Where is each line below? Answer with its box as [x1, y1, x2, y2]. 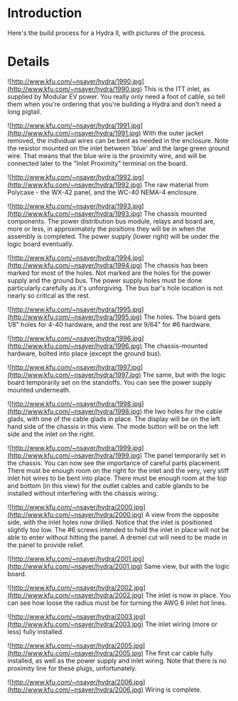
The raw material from [144, 180, 209, 189]
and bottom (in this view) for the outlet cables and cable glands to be [7, 481, 210, 489]
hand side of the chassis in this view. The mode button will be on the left [7, 422, 219, 430]
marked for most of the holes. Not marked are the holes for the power [7, 269, 211, 277]
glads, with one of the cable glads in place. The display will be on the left [7, 415, 220, 423]
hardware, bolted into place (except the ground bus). [7, 349, 162, 358]
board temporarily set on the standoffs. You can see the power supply [7, 378, 212, 386]
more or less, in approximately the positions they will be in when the [7, 224, 206, 233]
